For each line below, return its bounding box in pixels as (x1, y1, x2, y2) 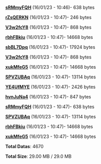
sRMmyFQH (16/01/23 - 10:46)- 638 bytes (5, 5, 95, 10)
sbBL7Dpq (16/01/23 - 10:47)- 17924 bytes (5, 44, 96, 50)
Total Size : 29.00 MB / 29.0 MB (5, 153, 72, 159)
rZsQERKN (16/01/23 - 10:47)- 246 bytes (5, 14, 92, 20)
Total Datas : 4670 (5, 143, 44, 149)
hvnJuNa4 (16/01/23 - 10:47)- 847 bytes (5, 94, 91, 99)
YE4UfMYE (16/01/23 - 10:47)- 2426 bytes (5, 84, 96, 90)
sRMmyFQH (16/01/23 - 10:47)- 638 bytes (5, 104, 95, 110)
